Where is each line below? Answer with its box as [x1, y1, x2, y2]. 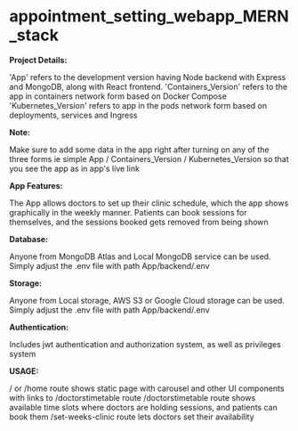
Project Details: [9, 54, 68, 65]
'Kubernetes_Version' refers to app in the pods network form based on [9, 100, 268, 110]
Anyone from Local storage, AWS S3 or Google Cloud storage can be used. [9, 295, 285, 305]
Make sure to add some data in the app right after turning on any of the [9, 144, 270, 155]
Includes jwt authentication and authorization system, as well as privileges [9, 338, 282, 349]
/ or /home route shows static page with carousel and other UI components [9, 383, 285, 394]
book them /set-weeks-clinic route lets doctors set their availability [9, 411, 255, 422]
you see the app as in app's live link [9, 163, 141, 174]
